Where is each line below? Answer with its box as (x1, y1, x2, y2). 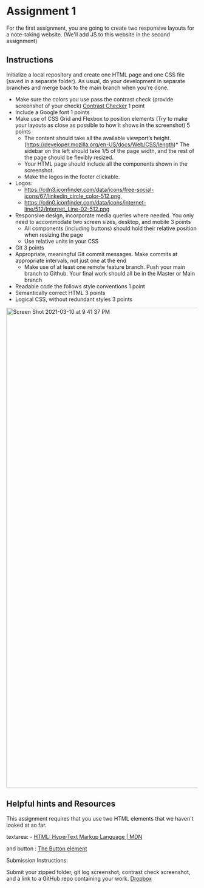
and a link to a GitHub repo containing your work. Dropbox (6, 875, 152, 882)
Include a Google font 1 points (15, 108, 90, 116)
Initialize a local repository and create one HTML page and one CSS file (6, 71, 185, 78)
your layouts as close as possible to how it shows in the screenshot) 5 (15, 121, 190, 129)
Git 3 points (15, 244, 44, 251)
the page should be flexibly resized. (24, 154, 114, 161)
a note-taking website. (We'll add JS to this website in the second (6, 30, 171, 38)
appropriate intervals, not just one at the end (15, 257, 127, 264)
